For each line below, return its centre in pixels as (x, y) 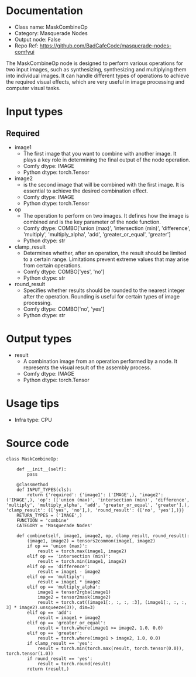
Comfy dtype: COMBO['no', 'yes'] (64, 309)
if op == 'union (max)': (57, 546)
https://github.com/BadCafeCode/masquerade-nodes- (105, 46)
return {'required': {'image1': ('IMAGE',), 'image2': (95, 495)
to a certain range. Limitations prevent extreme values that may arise (106, 259)
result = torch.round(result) (74, 664)
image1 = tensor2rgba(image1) (74, 592)
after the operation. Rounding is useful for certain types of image (102, 296)
